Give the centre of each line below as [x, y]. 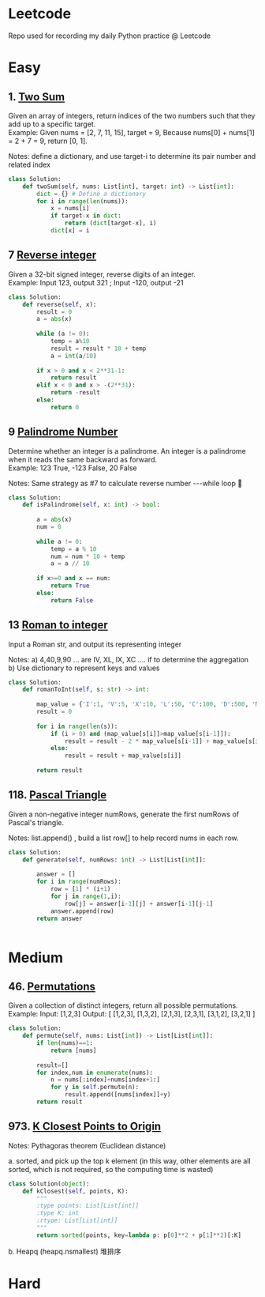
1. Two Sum [37, 97]
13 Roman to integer [58, 625]
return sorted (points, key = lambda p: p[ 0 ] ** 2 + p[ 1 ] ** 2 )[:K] [139, 1235]
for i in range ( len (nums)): [82, 201]
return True [70, 586]
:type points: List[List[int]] [88, 1206]
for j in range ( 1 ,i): [86, 896]
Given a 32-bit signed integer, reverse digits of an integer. [102, 274]
